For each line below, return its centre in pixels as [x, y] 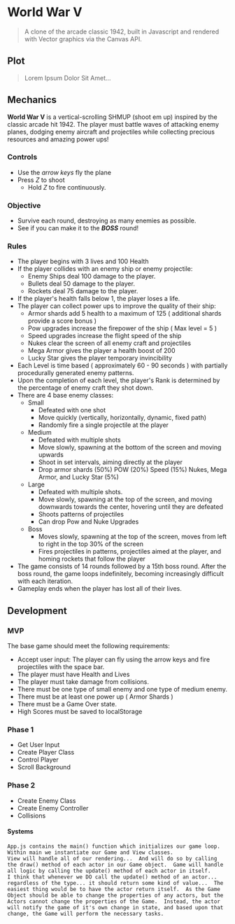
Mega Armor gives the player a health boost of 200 [102, 351]
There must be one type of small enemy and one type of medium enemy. [122, 689]
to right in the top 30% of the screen [91, 544]
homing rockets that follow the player [92, 559]
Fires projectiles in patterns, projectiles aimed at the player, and [130, 552]
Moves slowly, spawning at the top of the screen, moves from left [133, 537]
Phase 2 [21, 785]
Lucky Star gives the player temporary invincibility [100, 358]
